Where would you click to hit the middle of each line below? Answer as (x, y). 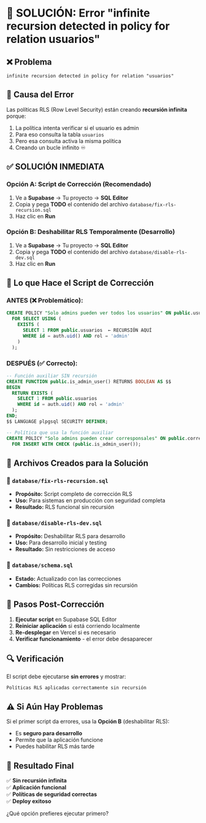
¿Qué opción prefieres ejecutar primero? (58, 813)
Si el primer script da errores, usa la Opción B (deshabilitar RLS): (88, 722)
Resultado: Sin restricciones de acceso (65, 549)
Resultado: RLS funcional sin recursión (65, 507)
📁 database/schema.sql (40, 565)
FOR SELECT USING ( (37, 319)
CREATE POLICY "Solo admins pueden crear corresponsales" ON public (96, 438)
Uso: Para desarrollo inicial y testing (61, 543)
